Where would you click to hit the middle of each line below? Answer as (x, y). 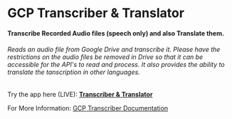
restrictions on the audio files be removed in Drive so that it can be (105, 57)
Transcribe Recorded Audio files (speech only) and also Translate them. (116, 33)
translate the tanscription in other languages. (74, 72)
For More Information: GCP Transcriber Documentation (88, 108)
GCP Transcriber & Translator (96, 13)
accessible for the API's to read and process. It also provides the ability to (116, 65)
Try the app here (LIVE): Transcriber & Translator (80, 94)
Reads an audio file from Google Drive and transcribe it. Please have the (114, 50)
